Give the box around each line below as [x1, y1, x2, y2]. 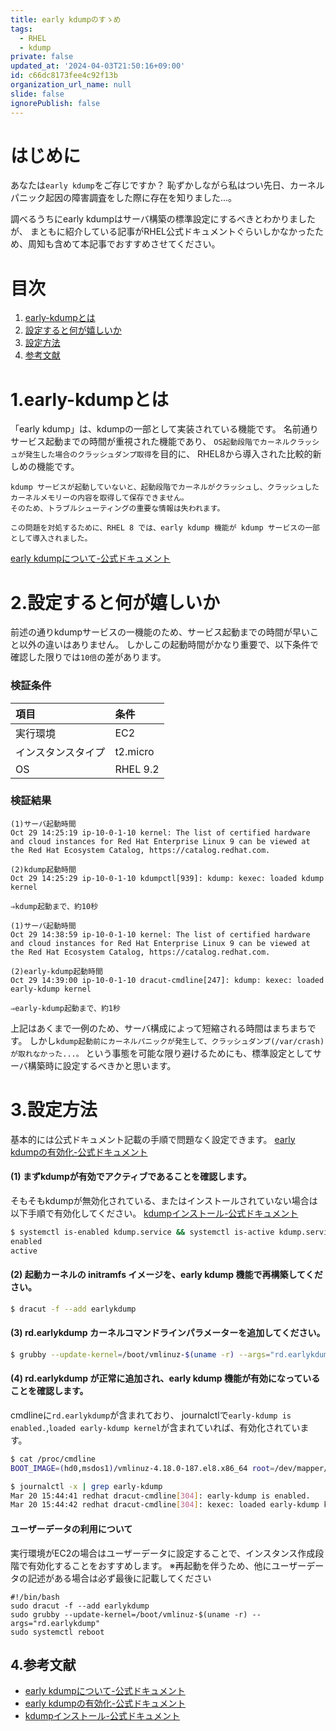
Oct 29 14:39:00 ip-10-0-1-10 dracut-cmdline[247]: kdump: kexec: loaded [10, 975, 325, 985]
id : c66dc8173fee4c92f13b [10, 71, 118, 81]
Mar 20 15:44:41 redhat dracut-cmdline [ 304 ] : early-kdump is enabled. [10, 1491, 311, 1501]
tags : [10, 24, 33, 34]
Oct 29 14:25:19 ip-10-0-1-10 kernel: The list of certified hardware [10, 827, 311, 838]
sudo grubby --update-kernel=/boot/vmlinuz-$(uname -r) [10, 1609, 248, 1620]
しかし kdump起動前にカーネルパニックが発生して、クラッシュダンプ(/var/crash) [29, 1034, 325, 1046]
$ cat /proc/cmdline [10, 1454, 97, 1464]
